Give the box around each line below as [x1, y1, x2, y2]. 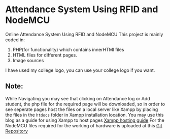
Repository [5, 128, 28, 134]
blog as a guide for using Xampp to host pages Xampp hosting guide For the [5, 117, 165, 123]
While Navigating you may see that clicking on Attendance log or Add [5, 95, 151, 101]
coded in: [5, 37, 25, 43]
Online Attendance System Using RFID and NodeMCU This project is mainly [5, 31, 163, 37]
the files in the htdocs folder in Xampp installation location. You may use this [5, 112, 164, 118]
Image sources [12, 57, 44, 63]
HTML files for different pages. [12, 52, 77, 58]
